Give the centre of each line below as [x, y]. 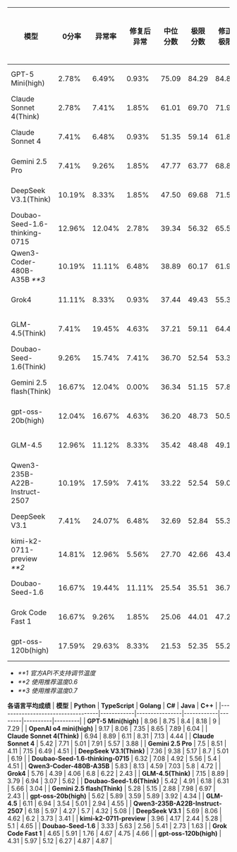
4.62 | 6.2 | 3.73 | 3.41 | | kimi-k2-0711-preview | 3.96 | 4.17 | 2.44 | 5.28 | [115, 818]
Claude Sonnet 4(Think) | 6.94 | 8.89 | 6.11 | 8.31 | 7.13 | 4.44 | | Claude [111, 736]
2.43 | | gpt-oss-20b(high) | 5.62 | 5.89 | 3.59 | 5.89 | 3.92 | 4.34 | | [106, 796]
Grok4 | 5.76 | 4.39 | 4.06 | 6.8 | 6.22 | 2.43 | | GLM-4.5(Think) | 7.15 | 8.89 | [118, 773]
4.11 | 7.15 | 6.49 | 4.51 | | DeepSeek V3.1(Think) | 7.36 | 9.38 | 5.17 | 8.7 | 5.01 [118, 751]
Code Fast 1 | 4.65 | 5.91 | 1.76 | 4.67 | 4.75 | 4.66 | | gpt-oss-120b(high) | [115, 833]
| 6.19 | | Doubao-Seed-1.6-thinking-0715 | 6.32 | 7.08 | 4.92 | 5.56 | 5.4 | [114, 758]
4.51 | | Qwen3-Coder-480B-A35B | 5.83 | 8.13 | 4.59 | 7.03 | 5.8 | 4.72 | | [114, 766]
